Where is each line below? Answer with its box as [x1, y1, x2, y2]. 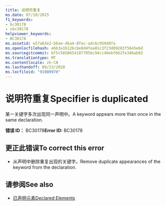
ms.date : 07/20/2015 [5, 12, 50, 17]
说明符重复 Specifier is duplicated [5, 93, 149, 105]
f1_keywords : [5, 17, 33, 22]
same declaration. [5, 116, 44, 123]
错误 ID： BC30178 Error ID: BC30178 [5, 127, 83, 133]
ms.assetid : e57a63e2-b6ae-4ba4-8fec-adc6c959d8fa [5, 41, 116, 46]
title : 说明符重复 [5, 7, 41, 13]
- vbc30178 [5, 27, 29, 32]
